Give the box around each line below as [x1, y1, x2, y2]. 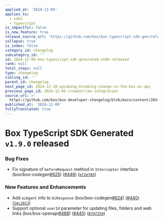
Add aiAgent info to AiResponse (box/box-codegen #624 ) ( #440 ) [12, 195, 140, 201]
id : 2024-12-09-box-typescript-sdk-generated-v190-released [5, 57, 130, 62]
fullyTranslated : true [5, 107, 51, 112]
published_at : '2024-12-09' [5, 102, 62, 107]
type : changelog [5, 71, 38, 75]
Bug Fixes [5, 155, 29, 162]
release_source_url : [5, 35, 47, 39]
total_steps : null [5, 66, 42, 71]
